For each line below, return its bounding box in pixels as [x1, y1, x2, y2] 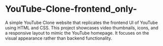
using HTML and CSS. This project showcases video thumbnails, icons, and [5, 24, 159, 30]
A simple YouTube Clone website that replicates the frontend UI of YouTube [5, 20, 158, 25]
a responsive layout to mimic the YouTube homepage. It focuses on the [5, 30, 149, 36]
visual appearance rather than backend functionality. [5, 35, 112, 41]
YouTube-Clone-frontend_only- [5, 3, 137, 15]
